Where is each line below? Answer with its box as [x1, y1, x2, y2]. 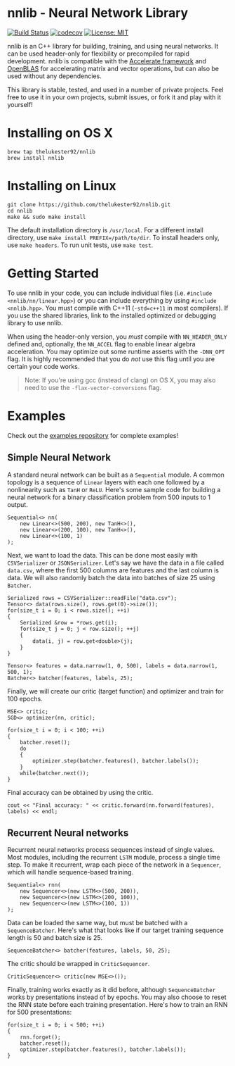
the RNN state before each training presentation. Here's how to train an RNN [7, 1001, 228, 1009]
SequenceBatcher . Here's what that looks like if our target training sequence [7, 926, 224, 934]
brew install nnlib [7, 154, 65, 161]
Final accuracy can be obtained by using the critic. [7, 788, 154, 796]
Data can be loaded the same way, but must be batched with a [7, 919, 188, 927]
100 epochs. [7, 694, 43, 703]
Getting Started [7, 265, 100, 281]
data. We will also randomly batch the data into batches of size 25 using [7, 573, 215, 582]
